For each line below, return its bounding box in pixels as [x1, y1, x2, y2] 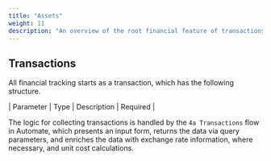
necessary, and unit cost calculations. [8, 143, 135, 153]
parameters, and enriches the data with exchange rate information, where [8, 134, 253, 145]
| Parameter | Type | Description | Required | [8, 102, 156, 112]
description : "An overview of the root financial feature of [8, 27, 219, 35]
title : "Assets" [8, 11, 63, 20]
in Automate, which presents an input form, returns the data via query [8, 126, 240, 136]
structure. [8, 86, 41, 97]
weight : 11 [8, 19, 45, 27]
